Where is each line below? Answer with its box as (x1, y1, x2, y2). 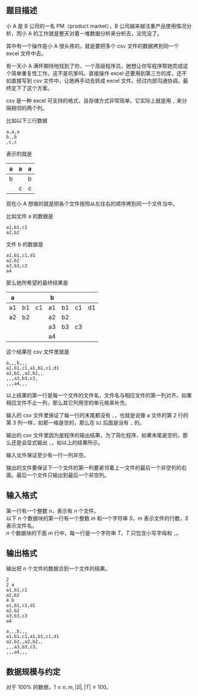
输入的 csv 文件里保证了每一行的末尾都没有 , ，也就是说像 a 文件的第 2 (6, 411, 177, 418)
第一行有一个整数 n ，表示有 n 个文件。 (6, 507, 100, 514)
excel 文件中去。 (6, 50, 47, 57)
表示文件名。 (6, 522, 37, 529)
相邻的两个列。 (11, 104, 48, 111)
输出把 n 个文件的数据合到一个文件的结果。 (6, 565, 111, 572)
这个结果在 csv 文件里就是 (6, 348, 70, 355)
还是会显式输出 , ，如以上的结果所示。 (11, 439, 104, 446)
